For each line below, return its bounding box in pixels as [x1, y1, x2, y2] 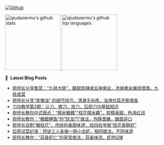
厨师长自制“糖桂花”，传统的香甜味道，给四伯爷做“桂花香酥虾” [12, 122, 137, 128]
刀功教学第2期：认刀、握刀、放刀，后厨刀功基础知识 [12, 104, 119, 109]
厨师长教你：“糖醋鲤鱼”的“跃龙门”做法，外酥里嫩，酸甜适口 [12, 116, 132, 122]
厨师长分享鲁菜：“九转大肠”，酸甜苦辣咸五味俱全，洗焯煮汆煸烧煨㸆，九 [12, 85, 159, 91]
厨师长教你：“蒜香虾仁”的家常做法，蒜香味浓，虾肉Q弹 [12, 135, 123, 140]
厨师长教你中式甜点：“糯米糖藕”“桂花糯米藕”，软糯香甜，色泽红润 [12, 110, 145, 115]
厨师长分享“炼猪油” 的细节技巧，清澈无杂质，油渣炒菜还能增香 [12, 98, 139, 103]
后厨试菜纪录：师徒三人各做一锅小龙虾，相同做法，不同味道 [12, 128, 133, 134]
